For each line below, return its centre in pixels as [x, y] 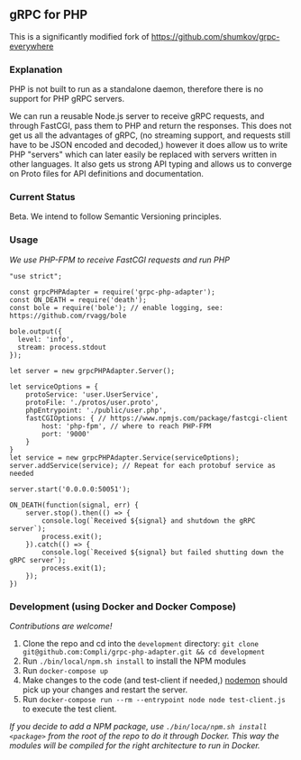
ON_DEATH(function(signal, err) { [74, 505]
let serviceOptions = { [54, 387]
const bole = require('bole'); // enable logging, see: [116, 307]
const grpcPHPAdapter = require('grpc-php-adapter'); [113, 292]
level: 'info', [46, 339]
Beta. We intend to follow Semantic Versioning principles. [116, 216]
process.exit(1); [74, 568]
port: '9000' [66, 434]
